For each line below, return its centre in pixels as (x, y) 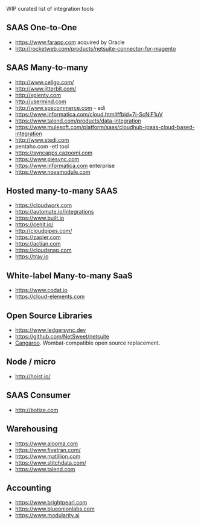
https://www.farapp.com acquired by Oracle (70, 42)
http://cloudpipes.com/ (43, 231)
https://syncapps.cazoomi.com (54, 153)
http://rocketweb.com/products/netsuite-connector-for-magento (95, 48)
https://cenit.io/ (34, 224)
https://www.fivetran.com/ (48, 450)
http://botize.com (37, 410)
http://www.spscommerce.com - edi (60, 107)
